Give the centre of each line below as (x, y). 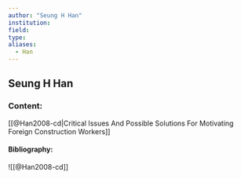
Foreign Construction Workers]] (59, 131)
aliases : (22, 45)
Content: (26, 106)
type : (17, 37)
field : (19, 30)
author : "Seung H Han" (45, 15)
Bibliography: (31, 149)
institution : (29, 23)
